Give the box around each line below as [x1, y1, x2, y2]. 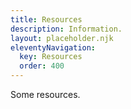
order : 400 [19, 61, 65, 71]
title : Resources [10, 14, 83, 25]
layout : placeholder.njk [10, 33, 114, 43]
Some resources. [10, 89, 81, 100]
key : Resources [19, 52, 83, 62]
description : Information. [10, 24, 123, 34]
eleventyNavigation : [10, 42, 97, 53]
